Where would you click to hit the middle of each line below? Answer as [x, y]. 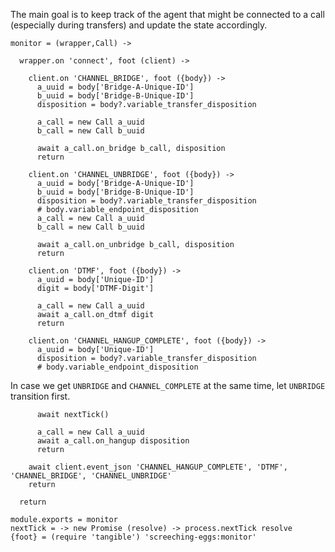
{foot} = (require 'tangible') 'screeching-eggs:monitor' [133, 537]
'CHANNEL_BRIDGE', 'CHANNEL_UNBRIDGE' [91, 476]
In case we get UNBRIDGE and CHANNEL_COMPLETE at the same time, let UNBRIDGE [168, 385]
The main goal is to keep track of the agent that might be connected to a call [167, 14]
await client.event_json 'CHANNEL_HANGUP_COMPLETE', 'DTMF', [158, 467]
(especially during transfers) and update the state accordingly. [139, 25]
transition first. [40, 396]
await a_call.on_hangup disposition [113, 441]
